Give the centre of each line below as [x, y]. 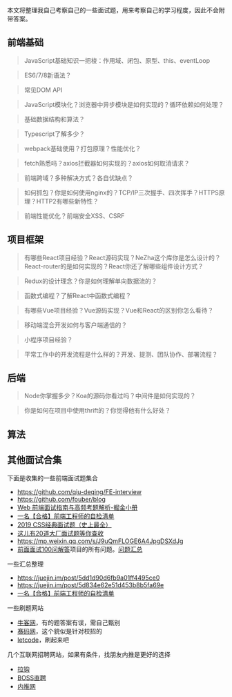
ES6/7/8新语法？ [48, 75]
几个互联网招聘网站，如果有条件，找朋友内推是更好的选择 [89, 654]
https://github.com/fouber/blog [61, 499]
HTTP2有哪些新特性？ [67, 201]
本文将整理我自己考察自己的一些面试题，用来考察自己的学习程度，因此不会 [113, 10]
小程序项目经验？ [48, 340]
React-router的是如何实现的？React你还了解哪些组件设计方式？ [114, 266]
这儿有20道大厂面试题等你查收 [60, 533]
